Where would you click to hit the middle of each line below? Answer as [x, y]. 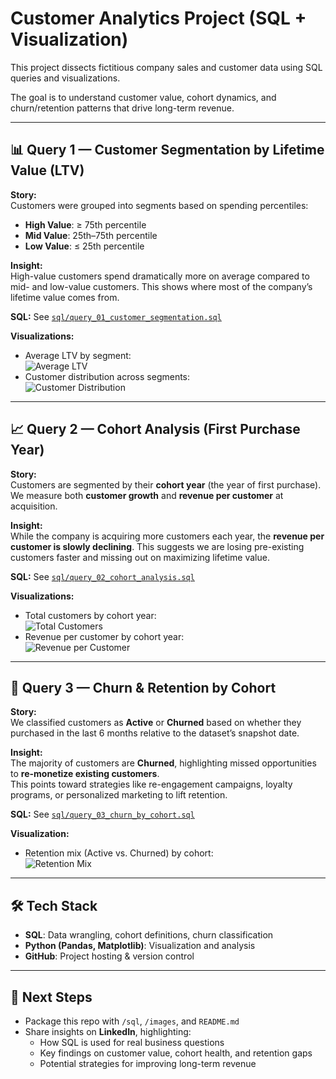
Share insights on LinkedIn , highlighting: [108, 1031]
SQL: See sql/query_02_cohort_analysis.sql [102, 576]
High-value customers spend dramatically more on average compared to [160, 276]
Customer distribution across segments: [107, 376]
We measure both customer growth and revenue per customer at [147, 495]
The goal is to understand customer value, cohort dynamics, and [143, 97]
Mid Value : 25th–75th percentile [91, 235]
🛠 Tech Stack [54, 905]
